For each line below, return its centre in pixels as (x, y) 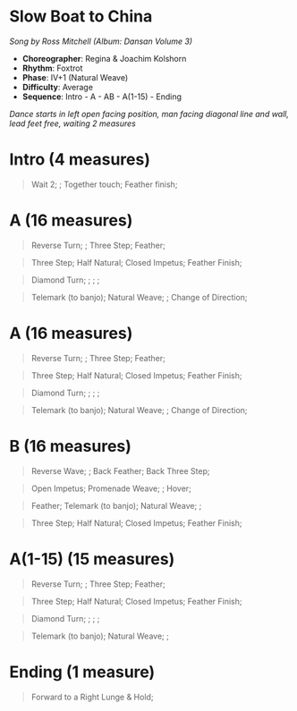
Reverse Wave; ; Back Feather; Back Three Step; (120, 470)
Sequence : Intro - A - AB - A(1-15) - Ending (102, 97)
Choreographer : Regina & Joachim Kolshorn (104, 58)
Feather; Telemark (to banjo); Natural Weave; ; (116, 505)
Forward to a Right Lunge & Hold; (92, 697)
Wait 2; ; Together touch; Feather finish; (104, 184)
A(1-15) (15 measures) (92, 559)
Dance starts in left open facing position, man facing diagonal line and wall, (149, 114)
